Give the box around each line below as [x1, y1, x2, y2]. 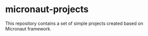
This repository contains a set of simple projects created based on [5, 20, 143, 26]
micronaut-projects [5, 4, 89, 15]
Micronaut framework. [5, 25, 52, 31]
